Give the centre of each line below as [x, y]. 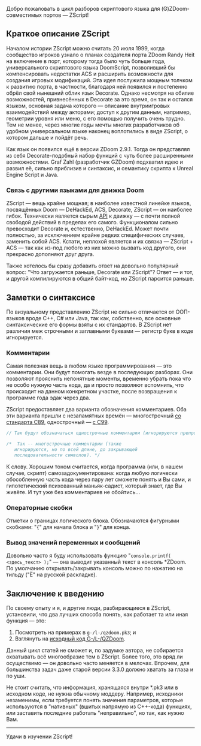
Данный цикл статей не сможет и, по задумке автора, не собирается [95, 651]
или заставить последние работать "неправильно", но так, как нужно [95, 713]
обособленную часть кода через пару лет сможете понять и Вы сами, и [99, 479]
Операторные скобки [39, 507]
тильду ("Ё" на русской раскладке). [52, 574]
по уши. [16, 676]
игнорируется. [25, 337]
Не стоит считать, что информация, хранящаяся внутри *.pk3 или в [92, 688]
